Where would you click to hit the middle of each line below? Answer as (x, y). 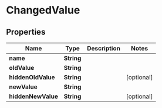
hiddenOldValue (32, 77)
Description (104, 48)
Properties (26, 32)
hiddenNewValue (34, 96)
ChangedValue (43, 10)
